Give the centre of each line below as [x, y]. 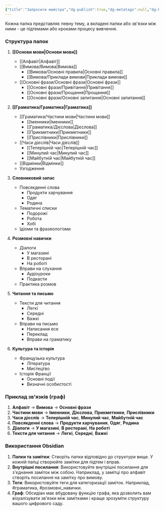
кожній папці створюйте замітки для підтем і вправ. [66, 462]
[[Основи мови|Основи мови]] [45, 52]
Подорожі [37, 213]
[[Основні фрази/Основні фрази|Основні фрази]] [70, 82]
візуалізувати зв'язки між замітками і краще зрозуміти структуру [81, 498]
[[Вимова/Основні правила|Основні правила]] [75, 72]
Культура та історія [33, 348]
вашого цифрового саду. [38, 503]
